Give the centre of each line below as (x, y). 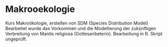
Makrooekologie (40, 9)
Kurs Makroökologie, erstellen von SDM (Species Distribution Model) (77, 23)
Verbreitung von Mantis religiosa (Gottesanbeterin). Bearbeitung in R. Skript (84, 33)
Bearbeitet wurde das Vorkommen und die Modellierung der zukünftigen (81, 28)
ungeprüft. (16, 39)
